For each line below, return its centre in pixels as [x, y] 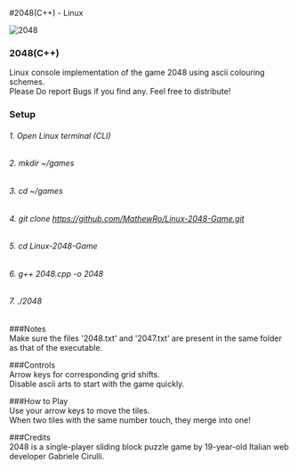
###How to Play [39, 401]
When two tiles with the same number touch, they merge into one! [130, 420]
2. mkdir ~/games [42, 163]
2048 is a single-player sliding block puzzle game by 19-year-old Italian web [149, 447]
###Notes [28, 329]
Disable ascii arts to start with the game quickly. [97, 384]
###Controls [32, 365]
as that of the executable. [56, 348]
